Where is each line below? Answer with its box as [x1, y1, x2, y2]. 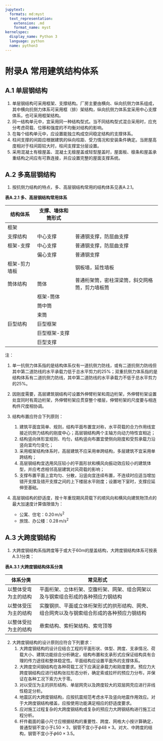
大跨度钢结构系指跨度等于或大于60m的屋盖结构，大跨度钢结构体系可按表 [12, 547, 158, 553]
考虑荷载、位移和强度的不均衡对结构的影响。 [16, 124, 106, 130]
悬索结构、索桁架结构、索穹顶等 [39, 622, 113, 629]
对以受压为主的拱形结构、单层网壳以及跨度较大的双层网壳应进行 [19, 682, 147, 688]
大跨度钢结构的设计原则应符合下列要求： [12, 639, 93, 645]
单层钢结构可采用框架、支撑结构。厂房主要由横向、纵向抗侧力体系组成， [12, 100, 157, 106]
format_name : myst [14, 25, 51, 30]
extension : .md [14, 20, 45, 26]
